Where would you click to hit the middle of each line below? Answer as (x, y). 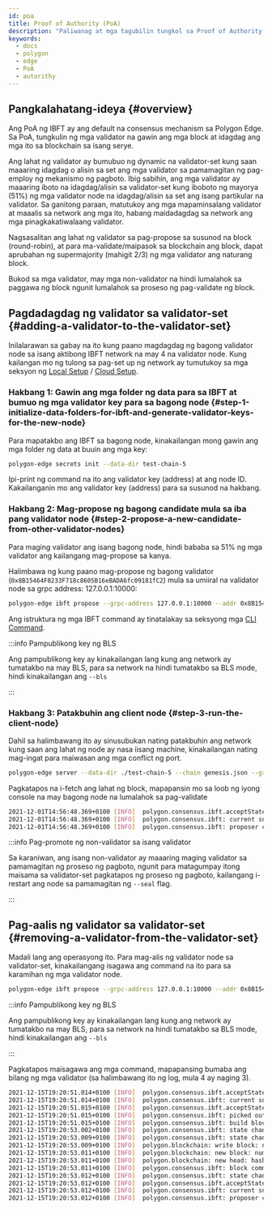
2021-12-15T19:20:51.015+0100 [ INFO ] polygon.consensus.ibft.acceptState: (139, 1108)
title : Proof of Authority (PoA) (65, 24)
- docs (27, 46)
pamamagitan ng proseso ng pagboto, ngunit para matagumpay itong (124, 867)
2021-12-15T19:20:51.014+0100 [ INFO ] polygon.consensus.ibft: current (132, 1100)
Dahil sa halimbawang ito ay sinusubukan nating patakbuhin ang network (130, 740)
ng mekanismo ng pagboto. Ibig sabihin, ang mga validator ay (138, 178)
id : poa (21, 16)
